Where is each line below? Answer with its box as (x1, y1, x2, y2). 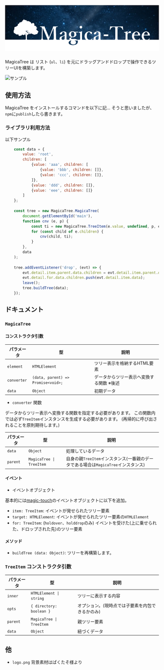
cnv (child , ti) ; (40, 234, 73, 239)
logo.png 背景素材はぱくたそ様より (12, 659, 82, 665)
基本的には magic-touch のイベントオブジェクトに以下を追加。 (5, 497, 129, 503)
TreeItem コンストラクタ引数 (5, 563, 72, 570)
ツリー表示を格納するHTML (94, 360, 150, 366)
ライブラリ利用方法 (5, 124, 50, 131)
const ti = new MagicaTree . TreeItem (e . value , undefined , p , (31, 224, 156, 229)
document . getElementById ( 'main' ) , (22, 214, 93, 218)
